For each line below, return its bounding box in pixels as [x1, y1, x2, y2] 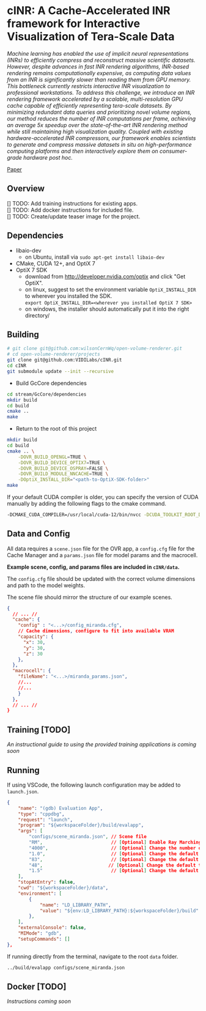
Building [7, 329, 39, 339]
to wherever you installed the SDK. [24, 292, 112, 300]
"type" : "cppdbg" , [18, 811, 65, 817]
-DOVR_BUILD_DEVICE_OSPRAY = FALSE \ [18, 465, 109, 472]
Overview [7, 183, 45, 194]
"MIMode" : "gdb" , [18, 930, 62, 936]
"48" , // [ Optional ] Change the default [29, 862, 196, 868]
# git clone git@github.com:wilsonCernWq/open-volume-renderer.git [7, 346, 183, 352]
